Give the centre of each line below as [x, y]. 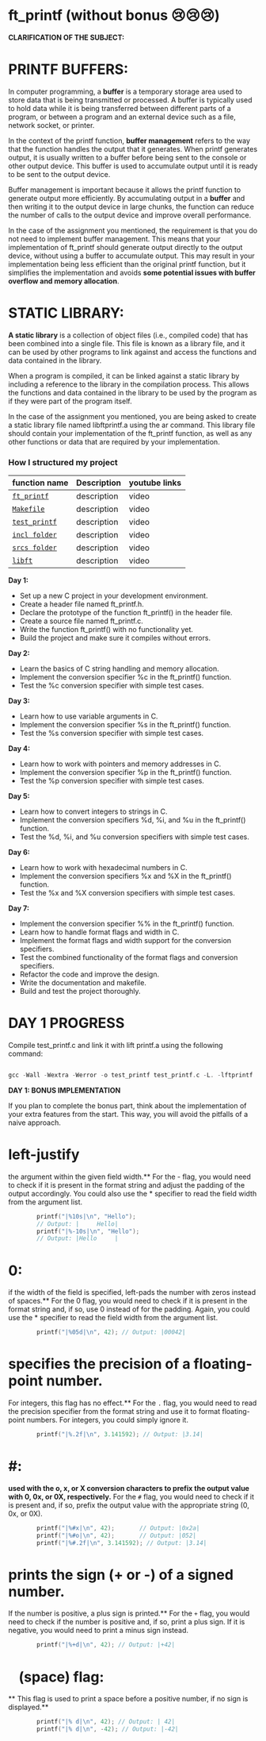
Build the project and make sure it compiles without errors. [115, 638]
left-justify [44, 1155]
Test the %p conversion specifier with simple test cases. [112, 781]
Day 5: [19, 796]
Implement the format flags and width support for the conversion [125, 941]
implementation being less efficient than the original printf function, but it [127, 264]
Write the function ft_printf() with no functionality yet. [106, 630]
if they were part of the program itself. [70, 401]
